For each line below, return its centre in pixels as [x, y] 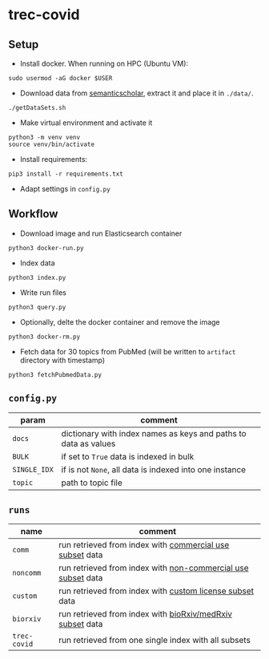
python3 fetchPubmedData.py [55, 374]
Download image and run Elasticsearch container [101, 233]
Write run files [43, 292]
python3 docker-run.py [46, 248]
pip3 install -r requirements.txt [66, 174]
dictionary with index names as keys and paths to [154, 433]
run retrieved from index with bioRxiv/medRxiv [145, 614]
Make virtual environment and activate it [86, 123]
